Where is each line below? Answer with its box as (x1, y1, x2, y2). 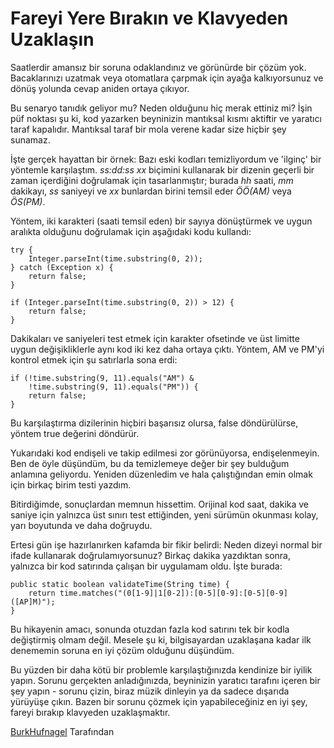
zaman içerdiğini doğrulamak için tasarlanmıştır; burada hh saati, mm (10, 174, 294, 186)
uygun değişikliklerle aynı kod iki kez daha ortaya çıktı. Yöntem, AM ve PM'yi (10, 343, 325, 355)
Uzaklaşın (10, 28, 95, 51)
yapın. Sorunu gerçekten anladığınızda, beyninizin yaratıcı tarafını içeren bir (10, 674, 321, 686)
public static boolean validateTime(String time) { (10, 579, 230, 589)
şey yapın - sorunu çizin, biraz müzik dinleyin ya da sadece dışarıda (10, 685, 290, 697)
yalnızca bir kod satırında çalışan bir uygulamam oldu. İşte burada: (10, 560, 283, 572)
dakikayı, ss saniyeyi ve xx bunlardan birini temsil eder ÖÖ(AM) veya (10, 185, 292, 197)
